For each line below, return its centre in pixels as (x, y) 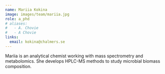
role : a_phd (17, 19)
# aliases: (16, 23)
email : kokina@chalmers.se (37, 42)
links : (12, 37)
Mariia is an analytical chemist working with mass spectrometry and (74, 56)
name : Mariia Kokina (26, 10)
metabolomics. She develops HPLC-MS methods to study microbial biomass (83, 61)
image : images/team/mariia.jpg (37, 14)
